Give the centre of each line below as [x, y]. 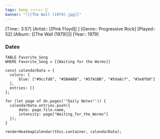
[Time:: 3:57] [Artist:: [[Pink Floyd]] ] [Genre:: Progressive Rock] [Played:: [80, 28]
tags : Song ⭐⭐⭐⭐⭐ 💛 [26, 10]
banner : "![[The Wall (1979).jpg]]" [43, 14]
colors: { [20, 75]
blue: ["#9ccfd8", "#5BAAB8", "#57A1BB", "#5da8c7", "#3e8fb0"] [87, 79]
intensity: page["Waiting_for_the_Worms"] [63, 114]
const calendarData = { [30, 70]
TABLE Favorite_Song [27, 57]
